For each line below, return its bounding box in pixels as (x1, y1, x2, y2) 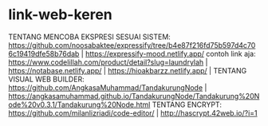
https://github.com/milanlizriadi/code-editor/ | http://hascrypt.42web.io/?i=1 (8, 108, 258, 117)
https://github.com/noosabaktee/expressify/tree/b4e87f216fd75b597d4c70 (8, 40, 256, 49)
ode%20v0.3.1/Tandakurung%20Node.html (8, 100, 151, 109)
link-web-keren (8, 6, 113, 24)
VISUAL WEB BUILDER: (8, 74, 85, 84)
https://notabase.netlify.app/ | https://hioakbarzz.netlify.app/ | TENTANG (8, 65, 247, 75)
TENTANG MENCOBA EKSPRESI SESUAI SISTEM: (8, 32, 171, 41)
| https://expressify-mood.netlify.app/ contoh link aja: (81, 49, 257, 58)
